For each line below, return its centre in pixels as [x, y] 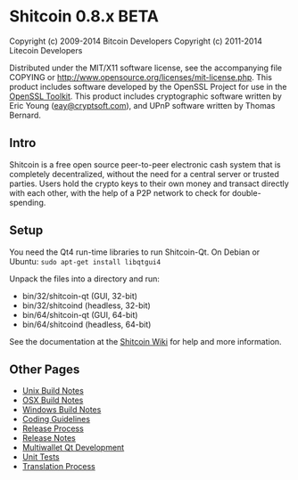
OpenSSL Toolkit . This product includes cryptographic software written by [146, 96]
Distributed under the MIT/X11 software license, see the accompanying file [146, 68]
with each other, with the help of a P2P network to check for [120, 192]
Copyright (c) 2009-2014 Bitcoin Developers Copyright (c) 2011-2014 [136, 41]
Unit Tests [41, 457]
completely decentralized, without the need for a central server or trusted [144, 174]
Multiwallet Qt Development [73, 448]
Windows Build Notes [62, 410]
